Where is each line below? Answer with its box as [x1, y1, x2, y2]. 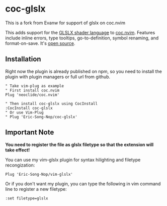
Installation [5, 55, 41, 64]
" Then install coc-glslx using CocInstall [5, 101, 98, 106]
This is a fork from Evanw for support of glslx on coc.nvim [5, 20, 126, 26]
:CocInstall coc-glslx [5, 106, 53, 111]
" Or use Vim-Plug [5, 110, 44, 115]
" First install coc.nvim [5, 88, 59, 93]
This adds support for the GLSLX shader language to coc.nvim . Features [5, 29, 155, 35]
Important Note [5, 128, 54, 137]
